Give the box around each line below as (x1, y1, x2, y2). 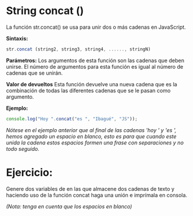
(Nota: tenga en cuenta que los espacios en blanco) (6, 203, 133, 210)
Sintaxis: (6, 35, 28, 42)
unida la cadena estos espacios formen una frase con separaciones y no (6, 139, 184, 146)
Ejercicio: (6, 166, 53, 179)
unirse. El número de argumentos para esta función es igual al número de (6, 63, 184, 70)
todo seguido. (6, 145, 40, 152)
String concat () (6, 4, 84, 18)
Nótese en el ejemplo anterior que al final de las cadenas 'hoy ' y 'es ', (6, 126, 177, 133)
